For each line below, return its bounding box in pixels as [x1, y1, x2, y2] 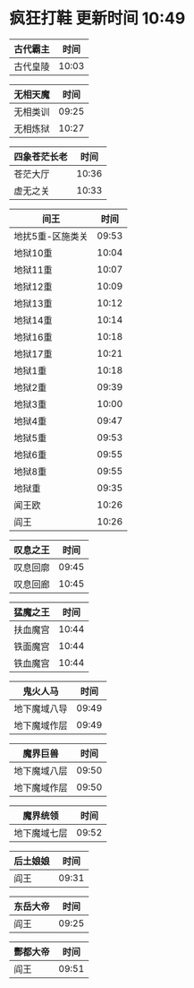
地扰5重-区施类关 [13, 230, 89, 242]
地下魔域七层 [13, 827, 69, 839]
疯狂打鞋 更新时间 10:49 [9, 8, 186, 29]
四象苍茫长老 [13, 150, 69, 162]
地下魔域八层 [13, 764, 69, 776]
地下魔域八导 [13, 702, 69, 715]
